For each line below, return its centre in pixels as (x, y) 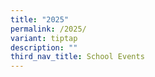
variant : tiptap (44, 38)
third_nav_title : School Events (77, 57)
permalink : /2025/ (48, 29)
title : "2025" (40, 19)
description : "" (44, 47)
